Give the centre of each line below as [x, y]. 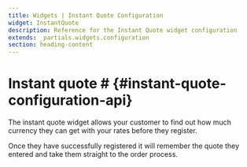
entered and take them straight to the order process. [93, 154]
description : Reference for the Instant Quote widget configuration [123, 30]
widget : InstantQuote [44, 23]
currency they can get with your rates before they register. [103, 131]
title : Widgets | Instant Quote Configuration [86, 15]
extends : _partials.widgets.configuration [79, 37]
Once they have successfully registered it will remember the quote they [124, 146]
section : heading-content [50, 45]
